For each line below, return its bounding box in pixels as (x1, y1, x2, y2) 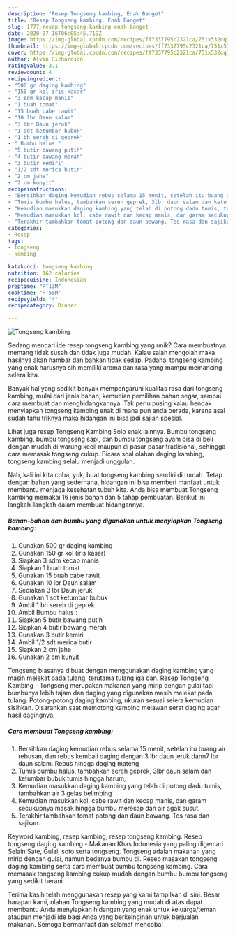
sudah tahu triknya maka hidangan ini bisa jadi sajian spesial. (8, 414, 183, 423)
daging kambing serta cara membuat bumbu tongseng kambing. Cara (8, 862, 209, 871)
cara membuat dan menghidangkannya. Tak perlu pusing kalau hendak (8, 399, 212, 407)
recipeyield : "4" (8, 296, 59, 303)
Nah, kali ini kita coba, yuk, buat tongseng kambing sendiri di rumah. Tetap (8, 471, 222, 479)
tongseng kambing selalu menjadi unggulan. (8, 457, 135, 465)
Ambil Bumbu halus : (17, 609, 77, 617)
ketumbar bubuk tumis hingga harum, (17, 774, 126, 783)
